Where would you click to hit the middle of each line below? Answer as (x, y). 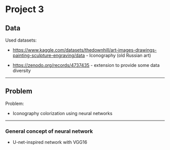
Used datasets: (21, 40)
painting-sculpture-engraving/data (49, 55)
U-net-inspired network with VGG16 (50, 142)
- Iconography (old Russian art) (118, 55)
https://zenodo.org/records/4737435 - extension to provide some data (86, 65)
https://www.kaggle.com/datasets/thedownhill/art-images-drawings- (84, 50)
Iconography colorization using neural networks (62, 113)
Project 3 (25, 9)
